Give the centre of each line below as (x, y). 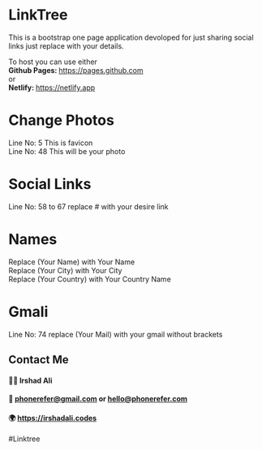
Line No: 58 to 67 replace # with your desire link (88, 206)
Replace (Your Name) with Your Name (72, 262)
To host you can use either (53, 62)
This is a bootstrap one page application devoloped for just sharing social (131, 37)
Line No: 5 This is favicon (51, 143)
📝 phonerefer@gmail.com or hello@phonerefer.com (98, 399)
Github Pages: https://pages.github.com (76, 70)
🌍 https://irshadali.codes (53, 418)
